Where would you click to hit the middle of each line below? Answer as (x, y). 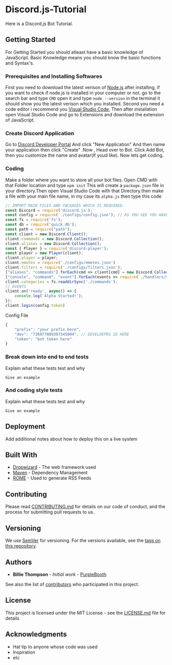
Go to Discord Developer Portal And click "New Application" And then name (85, 144)
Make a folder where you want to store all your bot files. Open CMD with (81, 180)
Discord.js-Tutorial (46, 9)
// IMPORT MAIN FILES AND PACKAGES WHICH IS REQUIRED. (65, 205)
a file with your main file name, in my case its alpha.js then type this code (83, 196)
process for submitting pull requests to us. (50, 512)
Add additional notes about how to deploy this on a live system (71, 439)
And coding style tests (34, 390)
